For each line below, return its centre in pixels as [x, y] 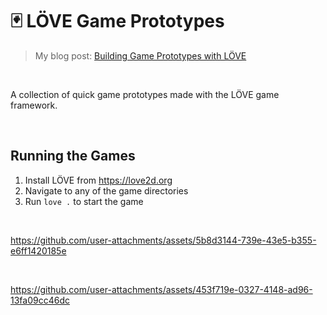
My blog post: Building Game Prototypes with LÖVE [140, 55]
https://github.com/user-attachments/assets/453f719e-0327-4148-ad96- [161, 289]
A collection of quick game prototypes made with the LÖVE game [145, 94]
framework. [34, 105]
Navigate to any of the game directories [106, 190]
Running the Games [73, 156]
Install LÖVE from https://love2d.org [98, 180]
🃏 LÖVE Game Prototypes [117, 21]
